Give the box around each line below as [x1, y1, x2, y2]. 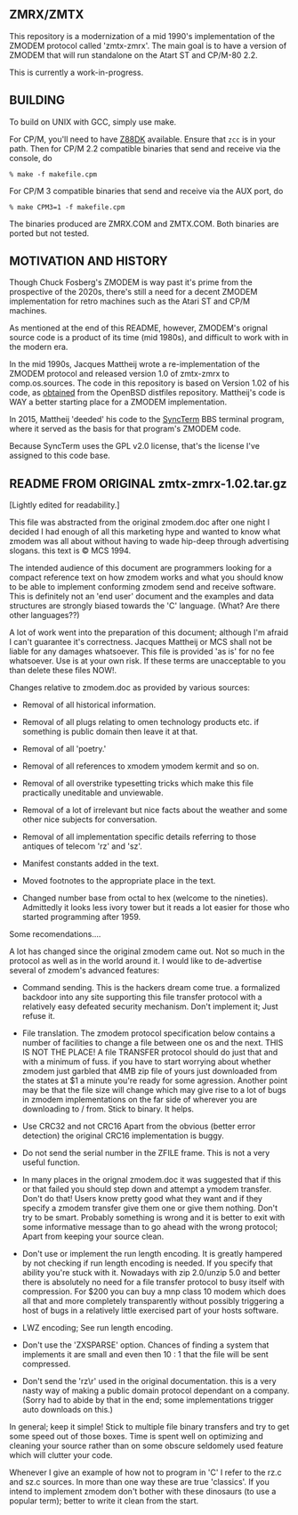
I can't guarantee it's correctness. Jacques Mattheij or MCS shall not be [9, 637, 273, 648]
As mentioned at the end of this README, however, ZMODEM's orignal [9, 322, 269, 333]
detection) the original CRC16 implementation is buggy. [21, 1130, 224, 1141]
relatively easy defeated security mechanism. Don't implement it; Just [21, 1001, 278, 1012]
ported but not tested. [9, 227, 90, 239]
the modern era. [9, 342, 68, 353]
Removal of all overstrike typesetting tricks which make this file [21, 778, 254, 789]
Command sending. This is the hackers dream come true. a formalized [21, 982, 280, 993]
